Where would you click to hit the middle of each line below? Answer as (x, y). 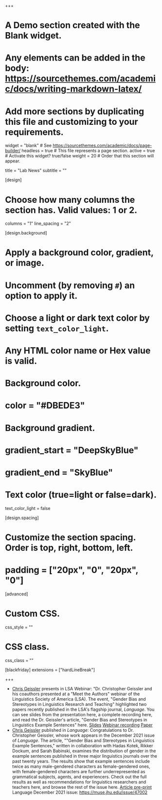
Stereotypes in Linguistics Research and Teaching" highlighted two (79, 704)
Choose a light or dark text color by (77, 318)
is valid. (21, 361)
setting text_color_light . (57, 328)
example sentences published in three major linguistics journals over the (84, 756)
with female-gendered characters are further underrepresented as (79, 771)
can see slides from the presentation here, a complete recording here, (82, 714)
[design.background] (26, 233)
